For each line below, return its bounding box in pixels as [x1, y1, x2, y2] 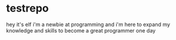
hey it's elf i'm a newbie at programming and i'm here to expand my [6, 21, 170, 28]
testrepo [6, 2, 49, 15]
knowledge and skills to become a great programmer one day [6, 27, 156, 34]
